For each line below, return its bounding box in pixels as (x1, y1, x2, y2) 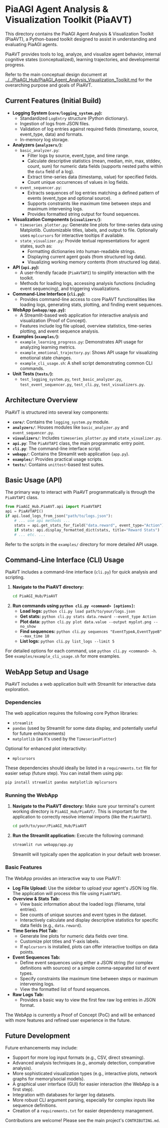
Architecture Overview (5, 396, 78, 404)
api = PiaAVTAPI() (5, 509, 43, 514)
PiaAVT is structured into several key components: (5, 409, 109, 415)
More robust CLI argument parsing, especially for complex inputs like (12, 1097, 155, 1103)
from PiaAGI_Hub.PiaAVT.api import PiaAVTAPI (5, 504, 101, 509)
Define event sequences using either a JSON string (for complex (19, 959, 153, 965)
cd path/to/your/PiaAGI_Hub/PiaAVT (12, 823, 87, 828)
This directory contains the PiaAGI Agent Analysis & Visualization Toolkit (5, 31, 154, 37)
